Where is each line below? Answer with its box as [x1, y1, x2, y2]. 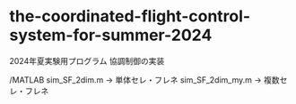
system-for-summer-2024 [9, 25, 213, 45]
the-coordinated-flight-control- [9, 6, 251, 27]
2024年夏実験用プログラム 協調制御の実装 [9, 55, 165, 66]
